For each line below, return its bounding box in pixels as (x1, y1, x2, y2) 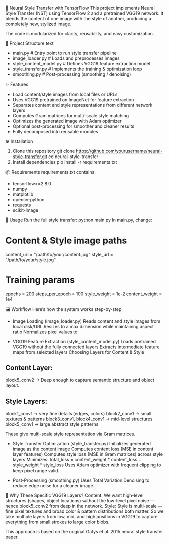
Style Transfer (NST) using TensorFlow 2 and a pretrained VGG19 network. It (5, 10, 164, 16)
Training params (5, 274, 75, 286)
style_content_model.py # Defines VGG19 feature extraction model (12, 61, 151, 66)
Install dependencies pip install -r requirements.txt (12, 159, 117, 165)
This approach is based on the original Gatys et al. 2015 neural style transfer (5, 528, 163, 534)
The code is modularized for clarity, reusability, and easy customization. (5, 31, 154, 36)
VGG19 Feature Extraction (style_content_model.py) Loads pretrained (12, 338, 156, 344)
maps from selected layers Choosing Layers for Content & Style (12, 349, 144, 355)
